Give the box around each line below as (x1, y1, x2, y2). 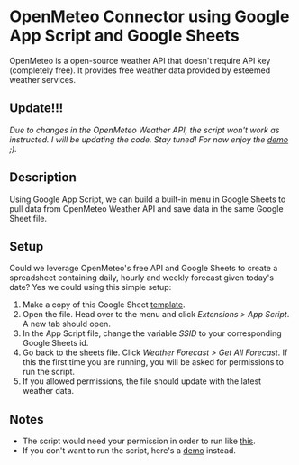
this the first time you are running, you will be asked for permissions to (22, 357, 284, 368)
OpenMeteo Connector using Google (9, 6, 290, 27)
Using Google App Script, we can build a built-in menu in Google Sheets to (9, 194, 286, 205)
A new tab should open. (22, 318, 111, 330)
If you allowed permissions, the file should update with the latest (22, 376, 262, 387)
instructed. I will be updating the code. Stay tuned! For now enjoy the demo (9, 133, 289, 145)
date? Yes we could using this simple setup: (9, 282, 172, 293)
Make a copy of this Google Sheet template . (22, 299, 186, 310)
